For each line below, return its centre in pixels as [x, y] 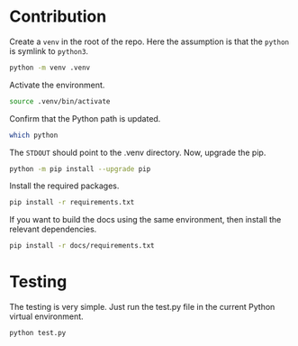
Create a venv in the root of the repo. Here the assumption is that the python [149, 41]
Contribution [58, 17]
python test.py [38, 333]
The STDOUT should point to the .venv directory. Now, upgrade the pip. [138, 152]
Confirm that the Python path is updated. [85, 118]
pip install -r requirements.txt [72, 203]
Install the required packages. [64, 186]
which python [34, 135]
